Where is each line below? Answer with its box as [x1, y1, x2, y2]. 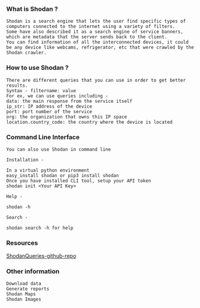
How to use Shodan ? [6, 63, 69, 72]
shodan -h [6, 204, 31, 210]
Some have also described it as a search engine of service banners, [6, 29, 184, 35]
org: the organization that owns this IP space [6, 114, 128, 120]
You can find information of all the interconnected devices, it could [6, 39, 189, 45]
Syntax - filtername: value [6, 87, 77, 94]
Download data [6, 280, 42, 287]
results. [6, 83, 28, 89]
